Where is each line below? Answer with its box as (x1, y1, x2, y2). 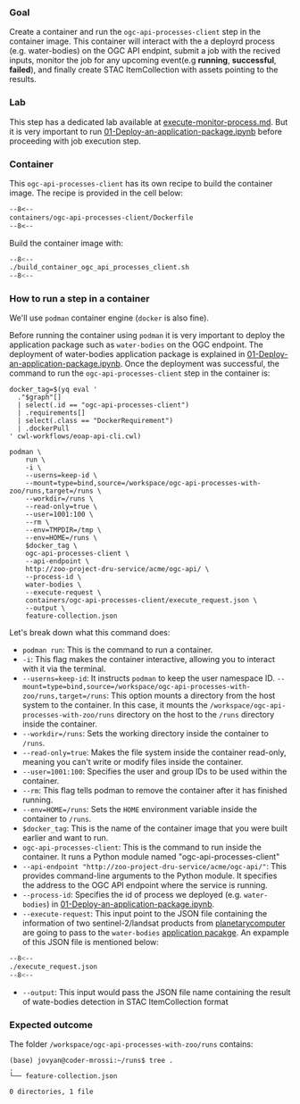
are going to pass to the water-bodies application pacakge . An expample (21, 927, 289, 938)
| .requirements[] (17, 409, 87, 418)
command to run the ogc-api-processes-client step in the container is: (9, 368, 271, 378)
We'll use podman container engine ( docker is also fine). (9, 312, 210, 323)
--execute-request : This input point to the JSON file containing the (21, 909, 268, 919)
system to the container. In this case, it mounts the (21, 700, 208, 710)
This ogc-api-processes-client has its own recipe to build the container (9, 178, 273, 188)
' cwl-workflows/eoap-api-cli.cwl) (9, 432, 142, 441)
